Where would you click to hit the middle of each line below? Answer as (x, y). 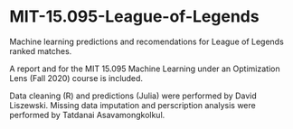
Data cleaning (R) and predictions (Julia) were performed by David (133, 96)
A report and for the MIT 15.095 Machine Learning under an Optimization (145, 69)
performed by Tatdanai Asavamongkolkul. (87, 115)
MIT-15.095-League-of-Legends (134, 17)
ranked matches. (41, 51)
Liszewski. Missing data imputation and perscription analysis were (132, 105)
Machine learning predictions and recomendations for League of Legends (147, 41)
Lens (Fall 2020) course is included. (76, 78)
